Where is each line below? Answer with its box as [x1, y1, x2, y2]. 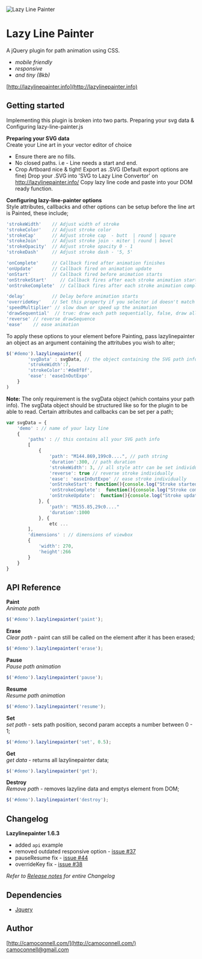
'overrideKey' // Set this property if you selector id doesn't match [6, 299, 195, 305]
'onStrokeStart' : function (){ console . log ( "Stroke [49, 481, 176, 487]
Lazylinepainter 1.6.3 [6, 830, 60, 837]
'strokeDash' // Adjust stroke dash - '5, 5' [6, 249, 133, 255]
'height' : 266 [38, 548, 71, 555]
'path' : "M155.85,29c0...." [49, 504, 120, 510]
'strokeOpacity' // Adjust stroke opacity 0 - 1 [6, 243, 133, 250]
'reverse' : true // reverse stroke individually [49, 470, 173, 476]
